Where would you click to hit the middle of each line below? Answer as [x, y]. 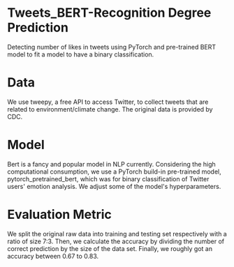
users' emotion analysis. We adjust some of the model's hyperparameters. [114, 186]
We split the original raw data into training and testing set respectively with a [117, 234]
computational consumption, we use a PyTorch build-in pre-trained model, [114, 171]
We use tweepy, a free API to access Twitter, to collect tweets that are [108, 102]
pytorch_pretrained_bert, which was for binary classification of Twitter [108, 178]
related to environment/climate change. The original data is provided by [110, 109]
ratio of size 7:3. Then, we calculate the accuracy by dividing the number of [116, 241]
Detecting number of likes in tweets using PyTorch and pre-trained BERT [112, 47]
